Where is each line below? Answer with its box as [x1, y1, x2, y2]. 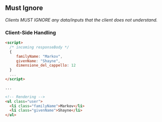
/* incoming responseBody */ [9, 45, 69, 49]
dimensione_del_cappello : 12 [16, 63, 76, 68]
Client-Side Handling [5, 29, 56, 36]
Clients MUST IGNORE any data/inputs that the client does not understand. [5, 17, 158, 23]
